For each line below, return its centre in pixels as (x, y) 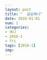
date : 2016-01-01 (23, 18)
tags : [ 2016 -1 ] (20, 45)
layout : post (18, 9)
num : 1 (12, 23)
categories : (17, 28)
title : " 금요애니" (24, 14)
